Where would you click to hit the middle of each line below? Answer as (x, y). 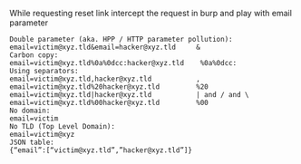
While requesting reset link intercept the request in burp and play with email (151, 13)
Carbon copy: (34, 55)
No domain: (30, 111)
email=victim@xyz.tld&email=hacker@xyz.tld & (105, 47)
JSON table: (32, 142)
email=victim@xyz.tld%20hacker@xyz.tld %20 (109, 87)
